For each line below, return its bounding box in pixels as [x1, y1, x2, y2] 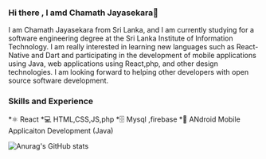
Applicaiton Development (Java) [8, 126, 114, 135]
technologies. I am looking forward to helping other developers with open [8, 68, 249, 77]
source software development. [8, 76, 109, 86]
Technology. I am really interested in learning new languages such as [8, 42, 235, 52]
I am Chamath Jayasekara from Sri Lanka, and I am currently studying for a [8, 25, 255, 35]
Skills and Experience [8, 95, 94, 107]
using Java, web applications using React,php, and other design [8, 59, 219, 68]
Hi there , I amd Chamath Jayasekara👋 [8, 7, 159, 18]
